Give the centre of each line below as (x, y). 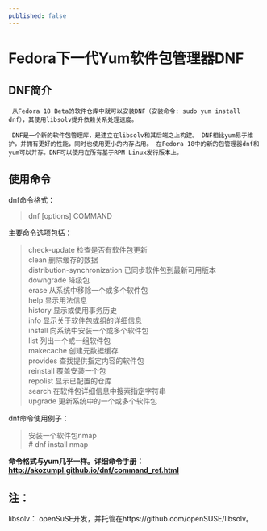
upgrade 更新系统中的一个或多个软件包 (93, 401)
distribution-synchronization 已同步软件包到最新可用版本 (122, 270)
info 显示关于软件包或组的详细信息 (85, 320)
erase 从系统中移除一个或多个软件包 (88, 291)
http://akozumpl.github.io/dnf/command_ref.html (94, 470)
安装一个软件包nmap (62, 436)
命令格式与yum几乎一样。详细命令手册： (76, 462)
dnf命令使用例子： (39, 418)
